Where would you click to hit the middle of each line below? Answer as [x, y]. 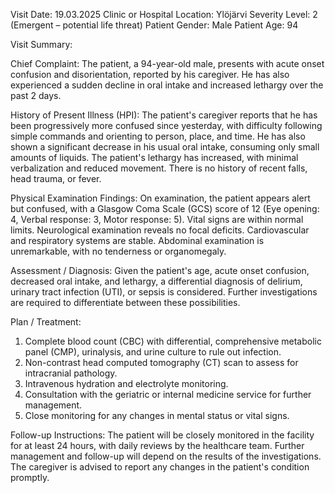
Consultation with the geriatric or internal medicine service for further [168, 394]
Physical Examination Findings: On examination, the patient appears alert [160, 198]
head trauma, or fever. [56, 178]
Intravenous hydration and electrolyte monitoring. [126, 383]
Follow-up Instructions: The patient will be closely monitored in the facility [162, 435]
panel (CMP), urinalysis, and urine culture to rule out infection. [153, 352]
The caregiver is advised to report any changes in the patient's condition [160, 467]
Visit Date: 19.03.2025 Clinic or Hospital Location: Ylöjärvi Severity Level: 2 [164, 14]
